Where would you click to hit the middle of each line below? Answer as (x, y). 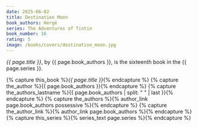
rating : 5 (19, 39)
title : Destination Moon (37, 17)
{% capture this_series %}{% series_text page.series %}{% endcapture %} (99, 117)
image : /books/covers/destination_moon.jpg (61, 45)
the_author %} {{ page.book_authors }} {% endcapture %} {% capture (91, 86)
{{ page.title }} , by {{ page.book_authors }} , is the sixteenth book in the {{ (96, 62)
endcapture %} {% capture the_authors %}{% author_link (77, 98)
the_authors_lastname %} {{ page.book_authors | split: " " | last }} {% (90, 92)
